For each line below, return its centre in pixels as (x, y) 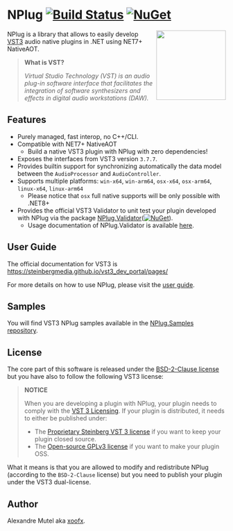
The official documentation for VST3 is (62, 263)
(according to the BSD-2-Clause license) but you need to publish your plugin (115, 475)
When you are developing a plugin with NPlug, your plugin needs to (120, 404)
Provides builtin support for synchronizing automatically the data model (119, 166)
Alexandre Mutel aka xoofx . (46, 521)
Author (23, 504)
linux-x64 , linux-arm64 (50, 188)
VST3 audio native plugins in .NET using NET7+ (75, 41)
